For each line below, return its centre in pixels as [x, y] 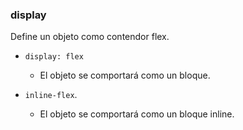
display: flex [54, 57]
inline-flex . [51, 95]
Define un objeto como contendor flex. [90, 37]
